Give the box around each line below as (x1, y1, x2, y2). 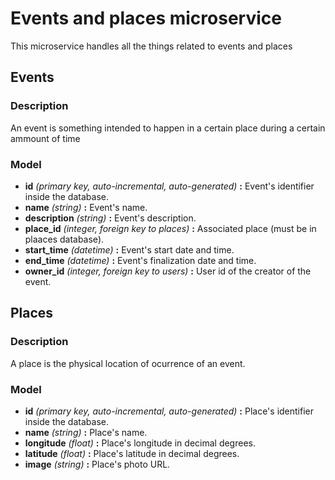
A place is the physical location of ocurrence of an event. (10, 357, 246, 369)
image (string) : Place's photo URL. (24, 458, 171, 470)
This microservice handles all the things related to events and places (10, 40, 293, 52)
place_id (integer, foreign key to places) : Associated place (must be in (24, 222, 317, 234)
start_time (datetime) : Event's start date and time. (24, 243, 235, 256)
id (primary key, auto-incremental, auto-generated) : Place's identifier (24, 405, 314, 417)
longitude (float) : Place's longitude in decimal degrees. (24, 437, 256, 449)
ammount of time (10, 132, 81, 144)
